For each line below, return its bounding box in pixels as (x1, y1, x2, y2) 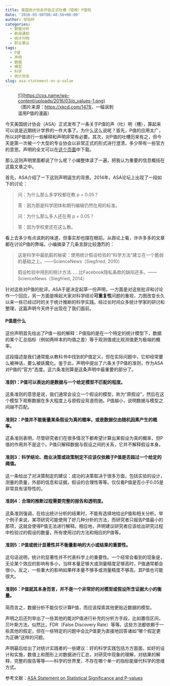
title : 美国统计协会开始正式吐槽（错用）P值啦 (5, 7, 92, 13)
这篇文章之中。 (5, 163, 36, 169)
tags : (5, 45, 17, 50)
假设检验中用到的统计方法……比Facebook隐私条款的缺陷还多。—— (17, 269, 157, 275)
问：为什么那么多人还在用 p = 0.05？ (17, 213, 95, 219)
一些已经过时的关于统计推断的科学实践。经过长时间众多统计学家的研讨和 (14, 299, 165, 305)
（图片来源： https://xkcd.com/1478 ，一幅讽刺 (18, 104, 114, 110)
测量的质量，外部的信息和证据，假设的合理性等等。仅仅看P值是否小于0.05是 (5, 479, 164, 485)
